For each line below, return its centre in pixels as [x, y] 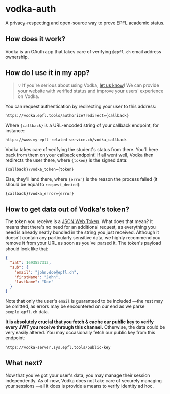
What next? [24, 363]
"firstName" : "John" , [37, 277]
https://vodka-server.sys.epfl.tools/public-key [58, 348]
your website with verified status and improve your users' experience [91, 91]
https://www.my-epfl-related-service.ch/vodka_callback [66, 140]
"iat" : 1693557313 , [31, 263]
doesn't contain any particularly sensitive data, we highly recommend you [83, 238]
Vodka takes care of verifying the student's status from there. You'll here [82, 149]
